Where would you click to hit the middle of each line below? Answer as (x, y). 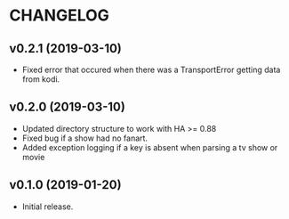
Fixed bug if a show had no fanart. (85, 138)
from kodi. (41, 79)
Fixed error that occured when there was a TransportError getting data (151, 69)
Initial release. (48, 207)
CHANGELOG (59, 16)
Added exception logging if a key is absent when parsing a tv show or (150, 147)
